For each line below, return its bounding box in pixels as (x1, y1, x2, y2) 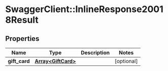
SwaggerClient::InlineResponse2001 (5, 4, 163, 15)
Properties (5, 34, 40, 43)
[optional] (114, 58, 138, 64)
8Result (5, 14, 39, 26)
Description (81, 49, 110, 56)
